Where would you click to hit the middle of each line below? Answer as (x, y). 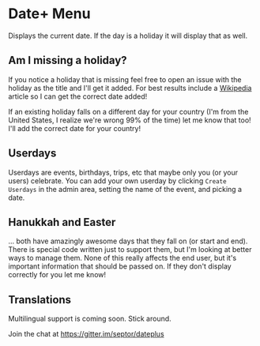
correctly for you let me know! (57, 275)
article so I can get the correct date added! (78, 96)
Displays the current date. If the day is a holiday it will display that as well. (128, 36)
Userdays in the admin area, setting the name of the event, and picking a (125, 189)
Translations (40, 300)
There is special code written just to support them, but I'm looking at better (130, 250)
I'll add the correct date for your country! (74, 128)
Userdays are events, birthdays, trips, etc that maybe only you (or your (123, 172)
